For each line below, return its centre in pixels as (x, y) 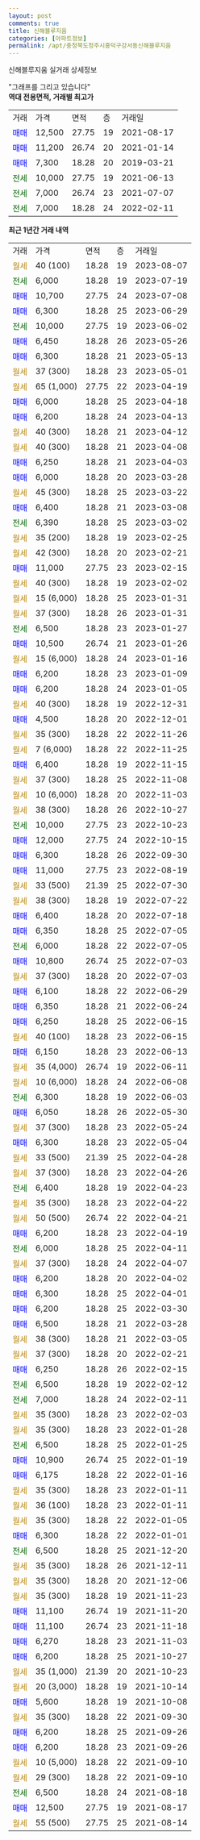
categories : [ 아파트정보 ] (48, 38)
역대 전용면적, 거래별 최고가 (51, 97)
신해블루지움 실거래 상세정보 (53, 70)
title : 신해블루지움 (37, 31)
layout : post (30, 16)
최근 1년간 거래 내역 (39, 230)
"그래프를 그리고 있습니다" (50, 87)
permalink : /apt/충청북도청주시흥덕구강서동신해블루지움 (90, 46)
